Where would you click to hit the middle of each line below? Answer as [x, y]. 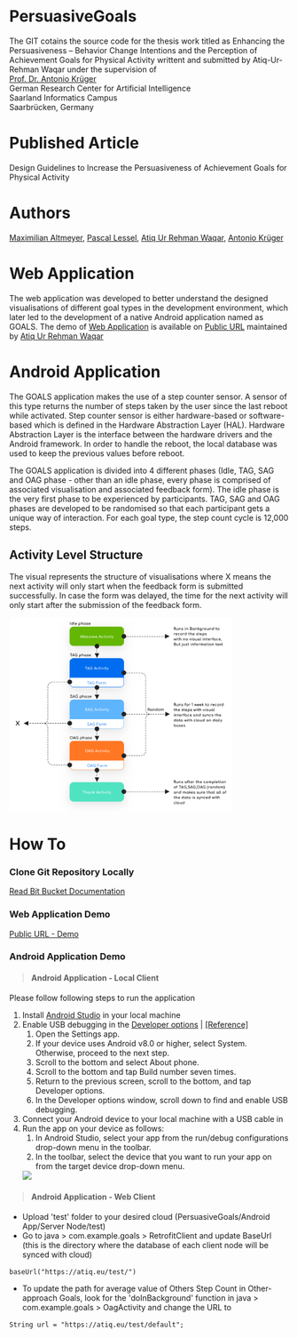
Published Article [74, 143]
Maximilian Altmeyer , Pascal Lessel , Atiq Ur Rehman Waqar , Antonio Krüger [146, 237]
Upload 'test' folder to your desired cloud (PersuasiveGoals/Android [146, 1216]
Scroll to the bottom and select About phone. [117, 1062]
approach [39, 1298]
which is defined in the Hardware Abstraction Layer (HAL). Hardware [160, 425]
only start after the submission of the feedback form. [106, 605]
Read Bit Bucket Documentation [67, 892]
